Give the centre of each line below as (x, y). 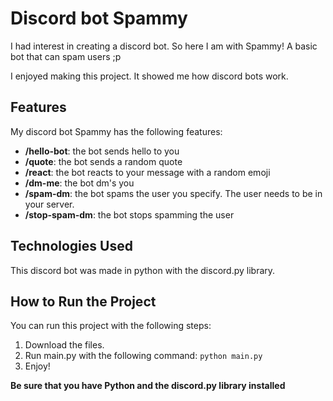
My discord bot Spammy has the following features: (116, 131)
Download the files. (64, 345)
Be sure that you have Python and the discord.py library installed (148, 386)
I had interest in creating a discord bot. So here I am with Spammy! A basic (164, 46)
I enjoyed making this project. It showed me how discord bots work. (149, 76)
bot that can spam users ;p (66, 56)
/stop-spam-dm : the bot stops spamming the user (129, 214)
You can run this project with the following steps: (111, 326)
